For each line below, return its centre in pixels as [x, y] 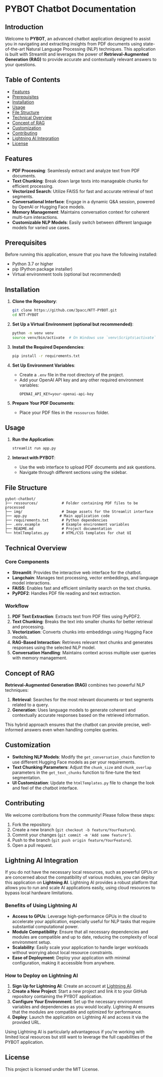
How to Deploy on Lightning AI [42, 975]
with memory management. [40, 658]
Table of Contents [33, 80]
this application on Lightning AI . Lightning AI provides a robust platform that [81, 882]
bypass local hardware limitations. [39, 893]
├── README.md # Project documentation [58, 529]
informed [14, 729]
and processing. [28, 627]
